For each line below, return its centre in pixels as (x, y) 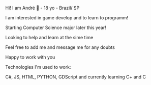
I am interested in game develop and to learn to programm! (67, 18)
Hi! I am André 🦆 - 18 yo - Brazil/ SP (42, 8)
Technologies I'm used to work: (38, 67)
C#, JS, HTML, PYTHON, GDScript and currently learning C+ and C (76, 77)
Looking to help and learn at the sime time (49, 37)
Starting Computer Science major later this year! (56, 27)
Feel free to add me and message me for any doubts (60, 47)
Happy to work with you (30, 57)
